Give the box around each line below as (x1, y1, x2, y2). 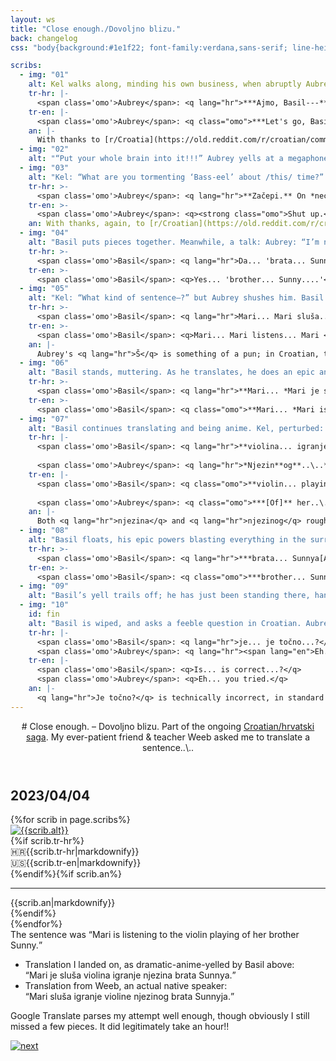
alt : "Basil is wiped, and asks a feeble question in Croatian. (28, 618, 302, 628)
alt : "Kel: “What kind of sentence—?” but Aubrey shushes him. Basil (28, 293, 325, 303)
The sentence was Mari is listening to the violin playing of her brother (10, 929, 300, 941)
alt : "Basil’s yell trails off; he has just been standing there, (28, 591, 311, 601)
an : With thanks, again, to (28, 219, 145, 229)
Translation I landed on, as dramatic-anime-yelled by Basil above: (24, 959, 295, 971)
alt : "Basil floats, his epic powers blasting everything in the (28, 535, 307, 545)
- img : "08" (19, 526, 70, 536)
